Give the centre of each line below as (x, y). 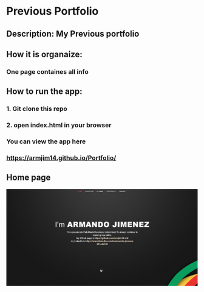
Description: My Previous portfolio (73, 34)
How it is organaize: (45, 54)
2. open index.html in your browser (59, 125)
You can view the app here (46, 141)
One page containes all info (48, 71)
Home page (29, 178)
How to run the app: (45, 92)
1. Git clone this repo (37, 109)
